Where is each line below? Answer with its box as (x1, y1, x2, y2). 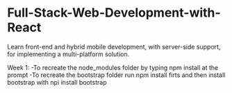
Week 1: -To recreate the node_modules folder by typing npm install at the (7, 63, 219, 71)
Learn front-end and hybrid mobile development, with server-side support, (7, 42, 221, 51)
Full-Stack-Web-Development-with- (7, 5, 221, 21)
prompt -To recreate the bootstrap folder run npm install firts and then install (7, 71, 226, 79)
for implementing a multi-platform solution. (7, 50, 130, 58)
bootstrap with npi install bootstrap (7, 78, 107, 86)
